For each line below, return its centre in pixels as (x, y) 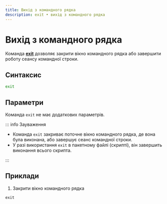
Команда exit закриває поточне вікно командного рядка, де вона (84, 134)
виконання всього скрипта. (42, 150)
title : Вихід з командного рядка (40, 10)
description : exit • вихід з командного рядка (55, 15)
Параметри (25, 103)
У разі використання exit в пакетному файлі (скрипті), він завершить (87, 145)
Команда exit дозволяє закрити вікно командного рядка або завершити (83, 54)
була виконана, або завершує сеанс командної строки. (72, 139)
